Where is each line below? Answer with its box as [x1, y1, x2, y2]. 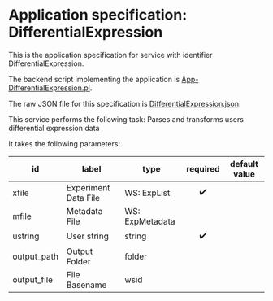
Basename [66, 279, 107, 290]
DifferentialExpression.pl [8, 83, 91, 93]
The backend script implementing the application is [8, 74, 180, 84]
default [230, 158, 258, 169]
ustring [12, 230, 40, 242]
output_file [12, 274, 54, 286]
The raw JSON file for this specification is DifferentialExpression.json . [8, 98, 241, 108]
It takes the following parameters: [8, 138, 120, 148]
